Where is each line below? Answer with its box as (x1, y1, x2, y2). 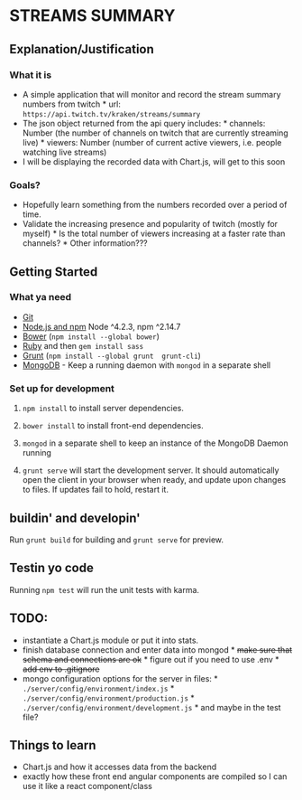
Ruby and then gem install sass (22, 340, 144, 351)
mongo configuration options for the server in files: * (22, 673, 218, 683)
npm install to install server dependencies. (22, 403, 185, 414)
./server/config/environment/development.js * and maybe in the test (22, 701, 281, 712)
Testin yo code (9, 560, 95, 576)
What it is (9, 69, 52, 81)
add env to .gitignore (22, 664, 100, 674)
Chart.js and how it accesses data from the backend (22, 761, 217, 773)
